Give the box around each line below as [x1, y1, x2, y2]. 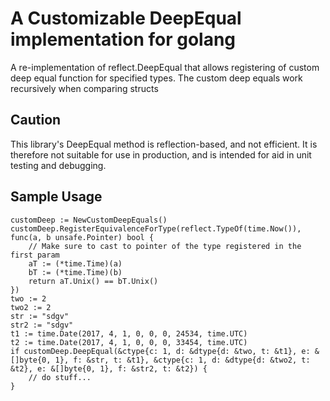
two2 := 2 [10, 302, 52, 312]
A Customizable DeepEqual [10, 7, 242, 30]
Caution [10, 112, 62, 129]
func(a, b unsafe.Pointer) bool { [10, 232, 155, 242]
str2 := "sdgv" [10, 320, 74, 330]
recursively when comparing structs [10, 82, 159, 94]
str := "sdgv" [10, 311, 70, 321]
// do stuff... [28, 372, 92, 382]
